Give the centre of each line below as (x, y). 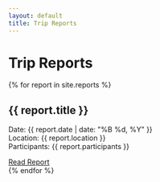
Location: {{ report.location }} (57, 138)
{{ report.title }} (48, 110)
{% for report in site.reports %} (60, 85)
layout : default (35, 16)
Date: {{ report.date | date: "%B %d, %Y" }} (80, 130)
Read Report (29, 162)
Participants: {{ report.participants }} (69, 147)
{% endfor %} (31, 171)
